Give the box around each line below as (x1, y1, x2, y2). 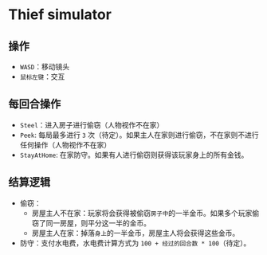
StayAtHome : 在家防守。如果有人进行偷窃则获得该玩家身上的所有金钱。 (19, 150, 249, 159)
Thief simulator (8, 6, 112, 24)
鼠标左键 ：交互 (19, 72, 65, 81)
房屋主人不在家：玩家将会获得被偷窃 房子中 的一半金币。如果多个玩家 (31, 208, 253, 218)
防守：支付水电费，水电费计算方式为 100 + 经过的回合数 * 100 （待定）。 (19, 237, 251, 248)
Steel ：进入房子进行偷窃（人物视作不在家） (19, 120, 164, 129)
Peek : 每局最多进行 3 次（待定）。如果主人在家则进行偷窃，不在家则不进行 (19, 130, 259, 139)
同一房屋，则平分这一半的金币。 (45, 218, 151, 228)
